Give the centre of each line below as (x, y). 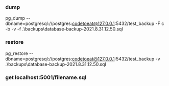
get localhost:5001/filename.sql (46, 77)
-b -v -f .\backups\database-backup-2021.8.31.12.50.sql (64, 29)
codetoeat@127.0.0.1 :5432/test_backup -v (116, 59)
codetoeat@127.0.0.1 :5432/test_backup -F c (118, 23)
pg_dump (15, 18)
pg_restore (17, 53)
